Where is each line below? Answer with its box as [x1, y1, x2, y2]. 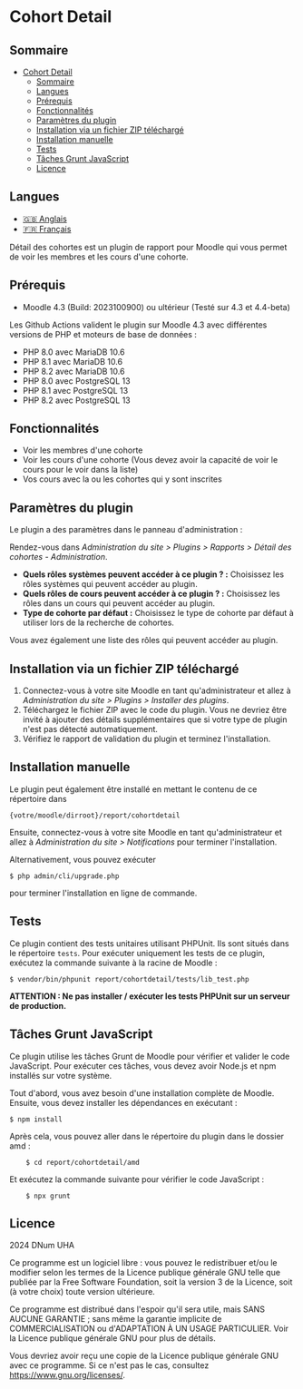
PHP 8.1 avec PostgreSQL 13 [22, 385, 129, 396]
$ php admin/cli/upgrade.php [9, 871, 120, 881]
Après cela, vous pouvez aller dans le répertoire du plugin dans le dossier [9, 1130, 284, 1141]
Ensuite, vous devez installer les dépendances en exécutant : [9, 1097, 238, 1108]
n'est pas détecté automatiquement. [22, 724, 159, 735]
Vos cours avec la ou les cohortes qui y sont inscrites [22, 474, 222, 484]
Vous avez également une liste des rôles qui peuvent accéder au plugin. [9, 635, 279, 646]
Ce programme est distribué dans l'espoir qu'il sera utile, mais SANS [9, 1304, 266, 1315]
